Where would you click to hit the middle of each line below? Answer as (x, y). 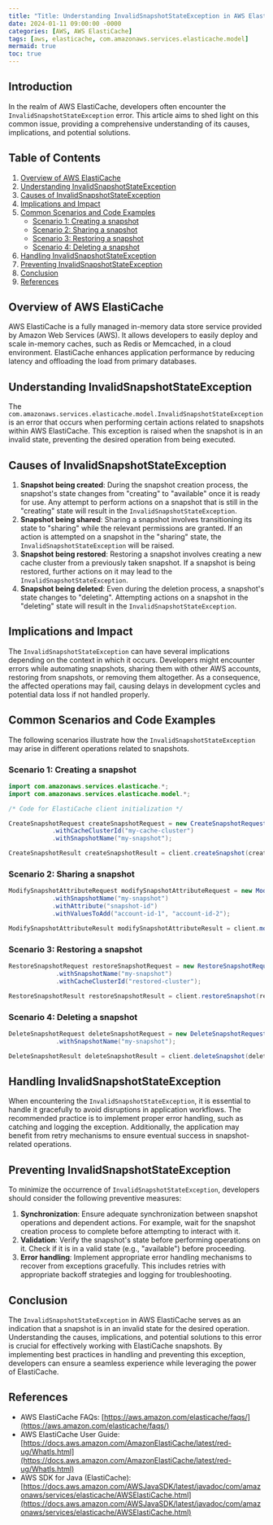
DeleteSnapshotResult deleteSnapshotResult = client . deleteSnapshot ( (129, 1056)
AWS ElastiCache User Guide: (70, 1434)
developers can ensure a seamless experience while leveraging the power (133, 1363)
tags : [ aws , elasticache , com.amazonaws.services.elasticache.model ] (129, 39)
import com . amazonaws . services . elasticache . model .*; (100, 794)
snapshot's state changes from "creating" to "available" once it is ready (140, 494)
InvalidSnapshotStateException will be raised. (97, 546)
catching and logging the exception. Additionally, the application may (124, 1127)
